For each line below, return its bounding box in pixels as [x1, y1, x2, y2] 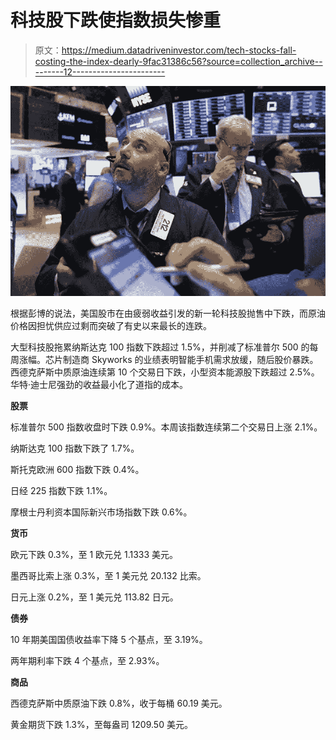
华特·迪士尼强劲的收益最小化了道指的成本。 [10, 378, 189, 390]
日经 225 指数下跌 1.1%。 [10, 484, 113, 496]
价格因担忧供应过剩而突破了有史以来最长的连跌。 [10, 319, 212, 331]
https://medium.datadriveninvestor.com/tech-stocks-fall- [61, 44, 297, 56]
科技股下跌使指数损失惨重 [10, 9, 222, 32]
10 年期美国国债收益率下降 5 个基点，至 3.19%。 [10, 633, 208, 645]
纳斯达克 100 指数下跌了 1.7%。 [10, 442, 140, 454]
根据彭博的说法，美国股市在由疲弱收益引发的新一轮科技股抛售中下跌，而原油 [10, 307, 326, 319]
